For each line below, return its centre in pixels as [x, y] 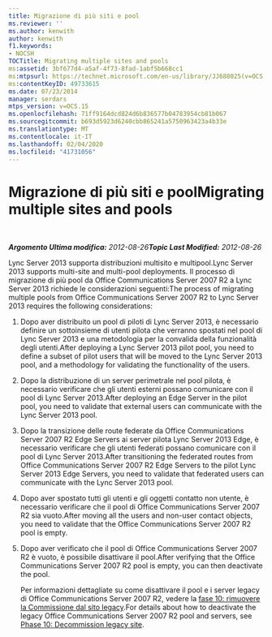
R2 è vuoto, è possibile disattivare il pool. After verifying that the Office [138, 557]
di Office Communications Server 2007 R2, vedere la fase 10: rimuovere [140, 599]
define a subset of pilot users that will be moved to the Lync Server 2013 [141, 356]
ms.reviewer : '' [36, 24]
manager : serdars [38, 99]
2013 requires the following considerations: [80, 306]
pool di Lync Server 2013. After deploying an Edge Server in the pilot [134, 398]
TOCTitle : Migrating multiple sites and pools [89, 62]
